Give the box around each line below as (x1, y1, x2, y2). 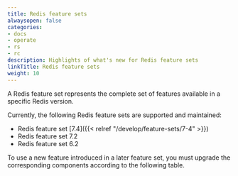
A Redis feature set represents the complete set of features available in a (7, 89, 221, 98)
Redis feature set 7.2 (17, 132, 78, 141)
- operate (7, 37, 37, 44)
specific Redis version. (7, 97, 74, 105)
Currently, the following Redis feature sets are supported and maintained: (7, 111, 222, 119)
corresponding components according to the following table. (7, 160, 185, 169)
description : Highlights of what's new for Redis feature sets (7, 57, 199, 64)
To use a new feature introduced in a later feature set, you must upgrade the (7, 153, 231, 162)
